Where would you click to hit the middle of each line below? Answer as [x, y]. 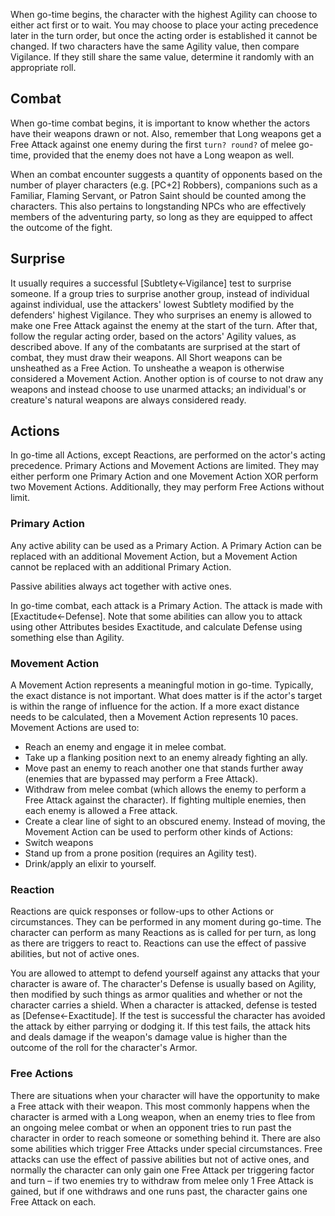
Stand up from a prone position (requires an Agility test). [141, 853]
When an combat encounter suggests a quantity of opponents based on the [166, 174]
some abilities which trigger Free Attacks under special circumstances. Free [166, 1148]
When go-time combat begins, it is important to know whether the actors [160, 123]
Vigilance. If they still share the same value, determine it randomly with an [162, 57]
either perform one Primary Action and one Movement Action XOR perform [164, 476]
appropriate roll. [43, 67]
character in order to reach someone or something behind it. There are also [165, 1138]
